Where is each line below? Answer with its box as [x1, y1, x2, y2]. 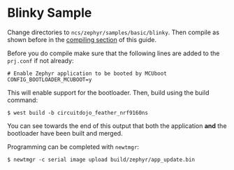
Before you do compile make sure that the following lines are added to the [7, 49, 220, 57]
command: [7, 96, 38, 104]
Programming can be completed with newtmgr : [7, 142, 140, 151]
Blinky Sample [7, 5, 92, 21]
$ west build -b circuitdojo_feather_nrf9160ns [7, 109, 149, 116]
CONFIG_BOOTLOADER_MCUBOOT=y [7, 76, 92, 83]
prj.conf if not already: [7, 56, 74, 64]
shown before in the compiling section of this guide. [7, 35, 157, 43]
